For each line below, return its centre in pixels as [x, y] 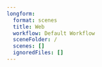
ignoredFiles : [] [38, 53]
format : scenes [35, 20]
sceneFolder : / [35, 40]
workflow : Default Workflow [54, 33]
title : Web [29, 27]
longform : [21, 14]
